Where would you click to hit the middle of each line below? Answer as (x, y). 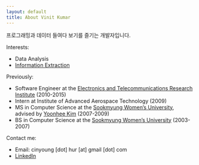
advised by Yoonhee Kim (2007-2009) (62, 114)
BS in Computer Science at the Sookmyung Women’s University (93, 120)
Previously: (20, 77)
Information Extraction (42, 65)
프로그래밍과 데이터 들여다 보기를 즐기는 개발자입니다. (68, 35)
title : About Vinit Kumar (38, 17)
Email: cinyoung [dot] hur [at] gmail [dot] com (71, 149)
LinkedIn (25, 155)
